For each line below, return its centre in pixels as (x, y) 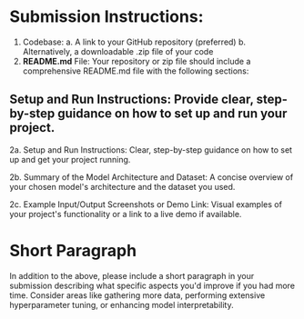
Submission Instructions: (106, 17)
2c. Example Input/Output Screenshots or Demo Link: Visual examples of (146, 204)
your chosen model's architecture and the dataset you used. (122, 186)
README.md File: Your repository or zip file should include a (137, 61)
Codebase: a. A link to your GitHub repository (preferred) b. (134, 42)
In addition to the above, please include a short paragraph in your (132, 275)
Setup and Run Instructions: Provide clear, (132, 100)
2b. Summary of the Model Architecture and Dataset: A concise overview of (152, 177)
